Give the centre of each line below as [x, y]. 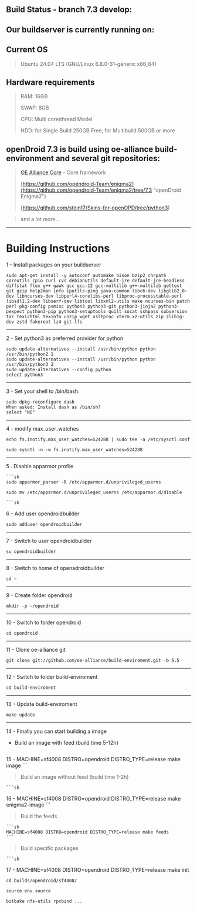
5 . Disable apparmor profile [40, 466]
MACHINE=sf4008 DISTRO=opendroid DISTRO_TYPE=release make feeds [87, 832]
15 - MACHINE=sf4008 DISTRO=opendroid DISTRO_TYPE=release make [93, 759]
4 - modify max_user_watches [43, 429]
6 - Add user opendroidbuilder [43, 514]
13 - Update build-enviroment [42, 704]
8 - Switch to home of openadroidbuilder [55, 568]
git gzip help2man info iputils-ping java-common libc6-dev [81, 291]
